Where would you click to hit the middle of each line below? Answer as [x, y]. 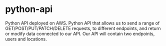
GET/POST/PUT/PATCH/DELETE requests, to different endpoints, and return [83, 28]
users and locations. [26, 39]
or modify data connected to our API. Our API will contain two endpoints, [80, 33]
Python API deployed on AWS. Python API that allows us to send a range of [82, 23]
